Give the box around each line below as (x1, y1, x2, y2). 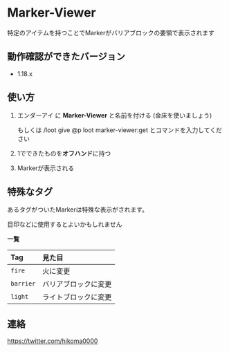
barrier (10, 280, 36, 288)
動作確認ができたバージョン (7, 50, 126, 63)
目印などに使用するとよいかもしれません (7, 220, 122, 229)
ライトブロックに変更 (42, 293, 112, 302)
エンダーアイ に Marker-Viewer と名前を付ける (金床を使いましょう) (17, 111, 212, 119)
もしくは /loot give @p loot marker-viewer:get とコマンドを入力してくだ (17, 126, 223, 134)
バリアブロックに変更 (42, 279, 112, 289)
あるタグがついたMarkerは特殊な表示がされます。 (7, 205, 149, 214)
